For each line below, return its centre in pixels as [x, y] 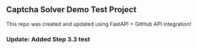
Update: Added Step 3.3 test [48, 39]
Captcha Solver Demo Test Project [71, 10]
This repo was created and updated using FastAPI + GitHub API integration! [99, 24]
